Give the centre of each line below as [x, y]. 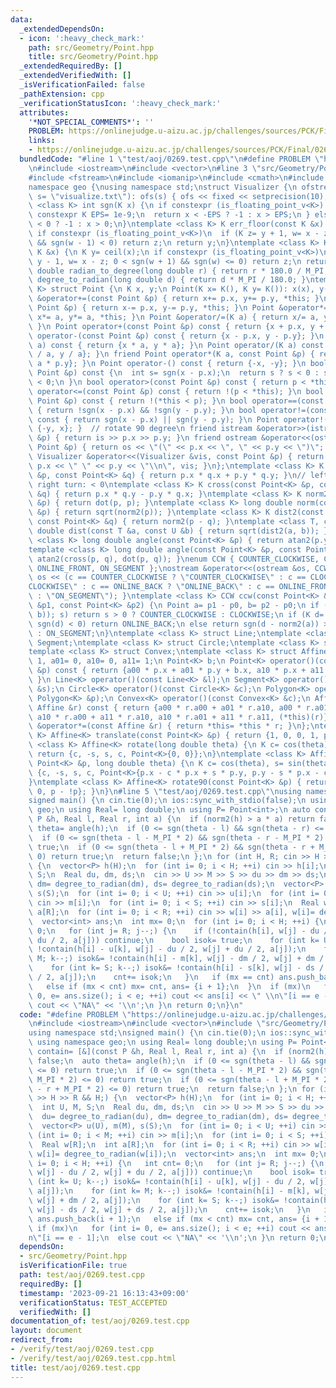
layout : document [46, 1331]
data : [21, 19]
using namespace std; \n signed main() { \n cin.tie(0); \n [147, 1033]
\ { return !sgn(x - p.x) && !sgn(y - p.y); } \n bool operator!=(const [180, 410]
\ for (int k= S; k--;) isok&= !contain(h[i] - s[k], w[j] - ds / [176, 968]
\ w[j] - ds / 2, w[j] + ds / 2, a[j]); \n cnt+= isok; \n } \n [169, 1209]
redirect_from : [42, 1340]
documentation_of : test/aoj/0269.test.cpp [100, 1321]
